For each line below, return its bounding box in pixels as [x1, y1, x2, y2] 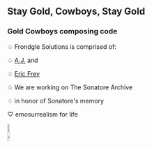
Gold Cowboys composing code [7, 27, 118, 36]
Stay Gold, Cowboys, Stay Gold [7, 6, 145, 17]
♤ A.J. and [7, 56, 38, 64]
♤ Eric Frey [7, 69, 40, 77]
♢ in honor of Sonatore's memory [7, 96, 105, 105]
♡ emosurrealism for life [7, 110, 78, 118]
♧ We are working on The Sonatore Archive [7, 83, 133, 91]
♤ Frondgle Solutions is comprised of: [7, 42, 117, 51]
